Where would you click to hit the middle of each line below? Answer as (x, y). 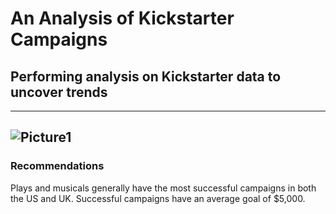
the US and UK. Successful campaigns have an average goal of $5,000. (158, 198)
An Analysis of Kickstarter (122, 18)
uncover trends (59, 92)
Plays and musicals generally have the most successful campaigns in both (163, 188)
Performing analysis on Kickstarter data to (146, 76)
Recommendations (57, 166)
